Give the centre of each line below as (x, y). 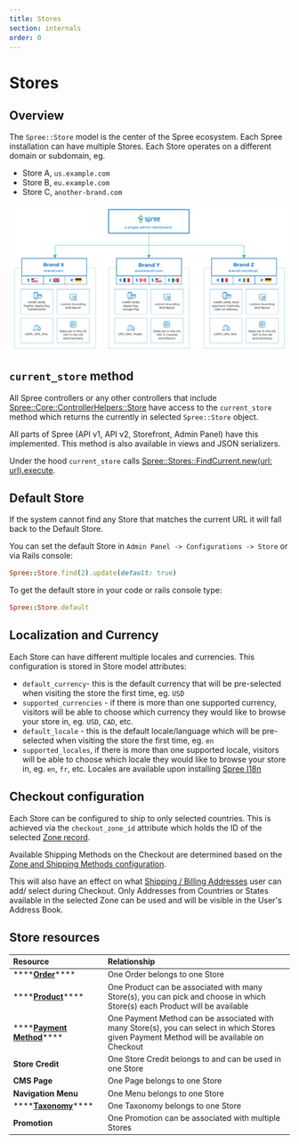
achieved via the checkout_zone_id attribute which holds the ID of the (136, 828)
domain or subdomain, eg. (57, 156)
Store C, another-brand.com (72, 192)
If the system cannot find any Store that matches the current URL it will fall (145, 519)
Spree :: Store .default (49, 608)
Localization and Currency (84, 636)
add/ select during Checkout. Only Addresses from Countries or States (139, 890)
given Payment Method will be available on (186, 1037)
